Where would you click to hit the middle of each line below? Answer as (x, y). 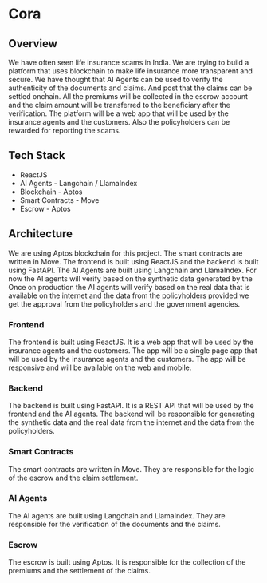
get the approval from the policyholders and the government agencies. (124, 303)
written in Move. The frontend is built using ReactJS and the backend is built (133, 261)
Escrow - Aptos (45, 208)
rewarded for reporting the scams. (65, 130)
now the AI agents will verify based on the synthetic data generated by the (130, 278)
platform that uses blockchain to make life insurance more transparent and (131, 71)
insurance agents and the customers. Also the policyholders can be (119, 122)
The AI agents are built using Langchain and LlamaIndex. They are (117, 515)
